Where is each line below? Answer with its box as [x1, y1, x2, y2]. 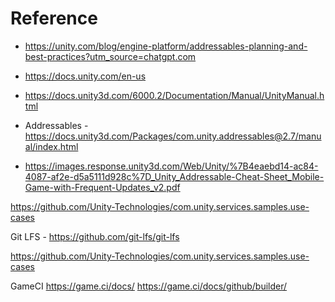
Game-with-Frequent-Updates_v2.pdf [24, 181, 181, 193]
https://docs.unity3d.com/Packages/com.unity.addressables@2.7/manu [24, 130, 322, 142]
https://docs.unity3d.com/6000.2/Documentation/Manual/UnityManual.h [24, 89, 325, 101]
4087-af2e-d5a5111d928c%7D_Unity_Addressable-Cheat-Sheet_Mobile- [24, 170, 325, 182]
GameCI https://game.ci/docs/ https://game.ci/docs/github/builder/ [10, 280, 288, 292]
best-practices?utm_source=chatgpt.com [24, 50, 197, 62]
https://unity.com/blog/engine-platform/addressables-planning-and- [24, 40, 308, 52]
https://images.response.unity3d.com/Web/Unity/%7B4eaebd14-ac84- [24, 160, 319, 172]
